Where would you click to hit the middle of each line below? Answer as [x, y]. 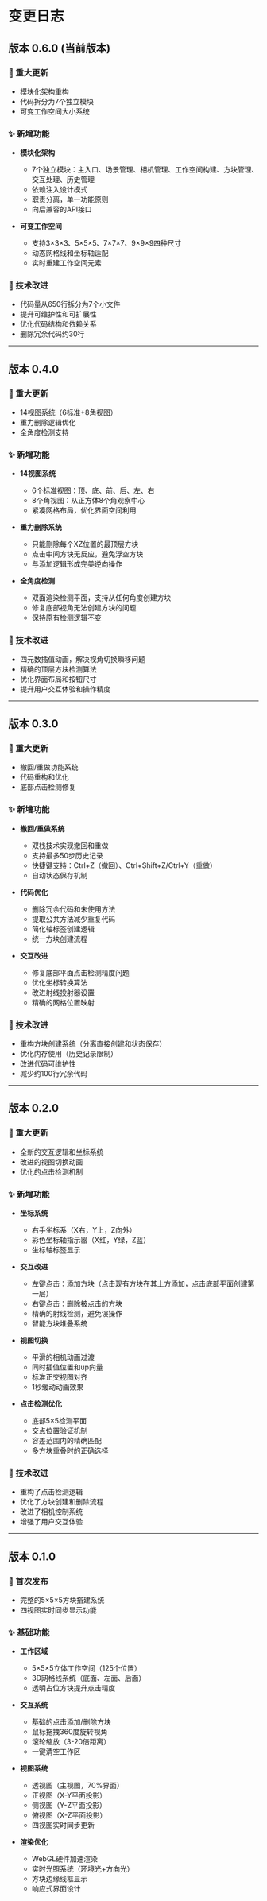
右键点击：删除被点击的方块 [77, 1303]
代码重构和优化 [44, 777]
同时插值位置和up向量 [67, 1367]
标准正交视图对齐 [60, 1377]
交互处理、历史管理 [63, 180]
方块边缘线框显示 [60, 1879]
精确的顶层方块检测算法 [58, 669]
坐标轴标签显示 [56, 1250]
